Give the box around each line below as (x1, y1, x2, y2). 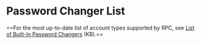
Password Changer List (6, 4, 126, 18)
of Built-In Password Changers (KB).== (6, 30, 104, 37)
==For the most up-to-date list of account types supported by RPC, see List (6, 24, 195, 31)
